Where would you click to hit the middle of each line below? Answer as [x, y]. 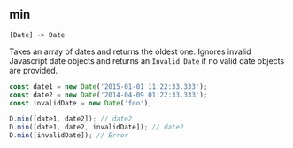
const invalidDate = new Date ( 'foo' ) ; [81, 103]
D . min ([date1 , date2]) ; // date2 [71, 119]
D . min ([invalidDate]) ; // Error [69, 136]
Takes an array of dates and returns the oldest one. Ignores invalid [130, 51]
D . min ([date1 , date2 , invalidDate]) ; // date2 [96, 128]
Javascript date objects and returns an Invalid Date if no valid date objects [147, 60]
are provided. [34, 70]
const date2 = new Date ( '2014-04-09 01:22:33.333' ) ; [108, 95]
